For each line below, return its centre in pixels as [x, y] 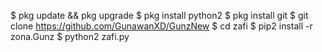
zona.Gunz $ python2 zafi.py [70, 36]
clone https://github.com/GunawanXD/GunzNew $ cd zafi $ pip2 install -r [161, 26]
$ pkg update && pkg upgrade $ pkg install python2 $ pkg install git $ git [159, 15]
